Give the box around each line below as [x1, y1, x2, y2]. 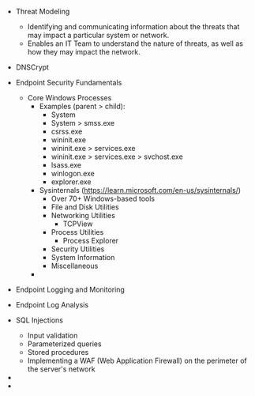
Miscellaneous [51, 261, 99, 270]
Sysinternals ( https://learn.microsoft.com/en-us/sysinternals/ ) [39, 186, 242, 194]
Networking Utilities [51, 211, 116, 220]
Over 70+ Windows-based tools [51, 194, 156, 203]
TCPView [62, 219, 93, 228]
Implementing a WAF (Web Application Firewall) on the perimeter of [27, 356, 247, 365]
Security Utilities [51, 244, 105, 254]
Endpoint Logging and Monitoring [15, 285, 125, 294]
